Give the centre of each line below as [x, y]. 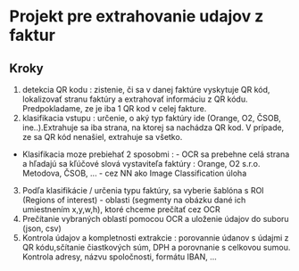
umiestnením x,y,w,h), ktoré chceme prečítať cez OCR [121, 209]
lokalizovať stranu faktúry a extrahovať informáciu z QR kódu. [135, 99]
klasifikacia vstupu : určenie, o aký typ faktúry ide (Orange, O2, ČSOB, [151, 118]
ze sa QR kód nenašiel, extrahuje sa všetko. [102, 137]
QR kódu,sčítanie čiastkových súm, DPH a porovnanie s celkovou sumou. [156, 247]
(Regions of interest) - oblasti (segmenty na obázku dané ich [134, 200]
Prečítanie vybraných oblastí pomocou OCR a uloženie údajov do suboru [155, 219]
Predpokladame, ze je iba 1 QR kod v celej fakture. [114, 108]
